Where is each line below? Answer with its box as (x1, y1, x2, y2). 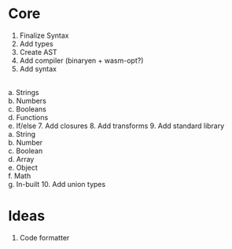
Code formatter (19, 233, 70, 242)
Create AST (19, 47, 57, 57)
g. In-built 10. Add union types (8, 179, 106, 189)
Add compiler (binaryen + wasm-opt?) (19, 56, 144, 65)
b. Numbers (8, 96, 47, 105)
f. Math (8, 170, 31, 181)
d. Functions (8, 112, 49, 122)
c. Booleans (8, 104, 47, 114)
